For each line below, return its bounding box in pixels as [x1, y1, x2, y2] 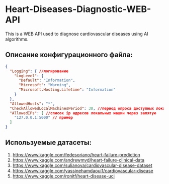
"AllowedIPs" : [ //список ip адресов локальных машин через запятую [10, 110, 156, 116]
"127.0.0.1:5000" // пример [14, 115, 73, 120]
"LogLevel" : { [14, 73, 44, 78]
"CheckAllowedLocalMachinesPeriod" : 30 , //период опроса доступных [10, 106, 154, 111]
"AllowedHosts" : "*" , [10, 101, 55, 106]
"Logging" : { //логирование [10, 69, 69, 74]
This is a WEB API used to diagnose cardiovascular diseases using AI [5, 31, 148, 37]
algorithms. [5, 36, 29, 42]
